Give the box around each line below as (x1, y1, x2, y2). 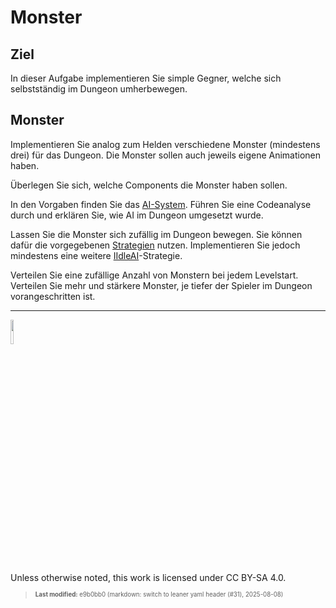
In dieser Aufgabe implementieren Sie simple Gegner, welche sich (10, 72, 282, 84)
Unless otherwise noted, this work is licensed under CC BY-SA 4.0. (10, 571, 287, 583)
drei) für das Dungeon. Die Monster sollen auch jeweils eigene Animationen (10, 149, 322, 161)
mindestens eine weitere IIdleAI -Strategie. (10, 249, 183, 261)
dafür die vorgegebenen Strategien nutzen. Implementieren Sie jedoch (10, 239, 301, 251)
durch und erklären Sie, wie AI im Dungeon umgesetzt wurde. (10, 209, 264, 221)
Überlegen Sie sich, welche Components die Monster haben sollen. (10, 179, 288, 191)
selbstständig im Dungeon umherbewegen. (10, 83, 188, 95)
